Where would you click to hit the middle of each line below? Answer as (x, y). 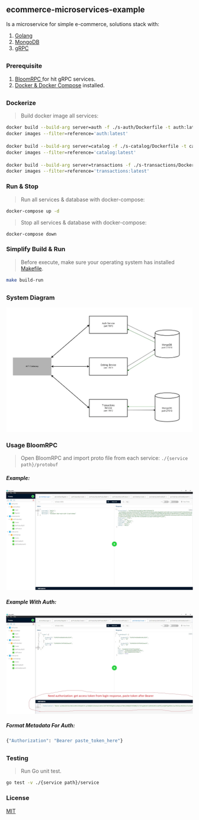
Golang (23, 36)
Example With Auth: (31, 602)
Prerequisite (24, 66)
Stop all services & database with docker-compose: (84, 223)
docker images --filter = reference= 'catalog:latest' (71, 152)
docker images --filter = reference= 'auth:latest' (67, 134)
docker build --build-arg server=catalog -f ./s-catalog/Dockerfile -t (96, 146)
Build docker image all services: (60, 116)
